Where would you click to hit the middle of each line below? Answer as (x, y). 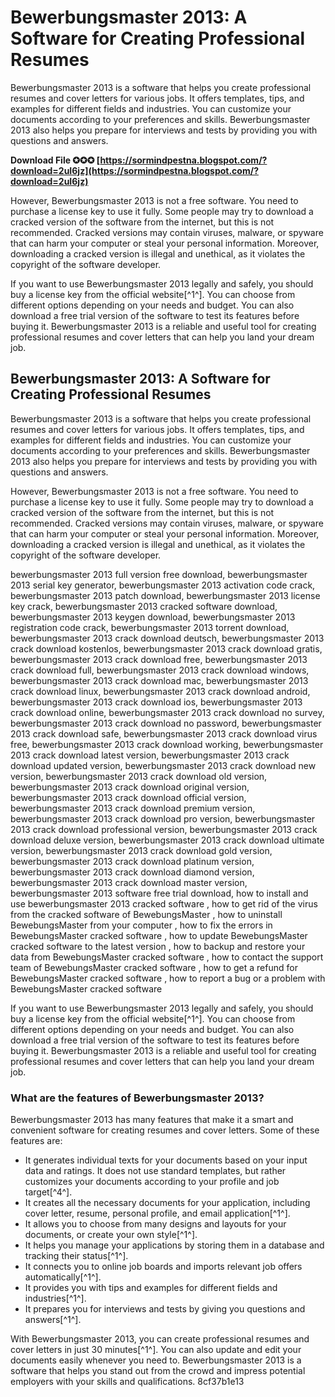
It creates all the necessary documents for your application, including (167, 1203)
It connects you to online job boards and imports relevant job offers (163, 1267)
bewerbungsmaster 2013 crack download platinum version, (132, 861)
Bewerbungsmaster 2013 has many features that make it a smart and (152, 1120)
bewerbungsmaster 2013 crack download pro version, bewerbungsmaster (163, 818)
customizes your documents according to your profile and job (152, 1182)
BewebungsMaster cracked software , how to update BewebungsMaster (159, 935)
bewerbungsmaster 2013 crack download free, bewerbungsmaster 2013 (159, 659)
